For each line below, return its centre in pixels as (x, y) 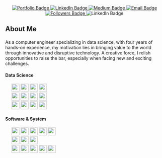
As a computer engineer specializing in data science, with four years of (79, 42)
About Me (21, 29)
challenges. (17, 64)
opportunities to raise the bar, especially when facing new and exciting (78, 58)
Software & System (26, 119)
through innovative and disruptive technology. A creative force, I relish (78, 53)
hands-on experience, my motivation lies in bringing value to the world (78, 48)
